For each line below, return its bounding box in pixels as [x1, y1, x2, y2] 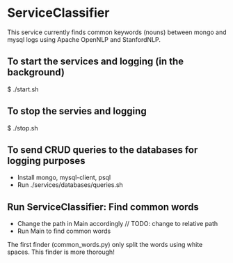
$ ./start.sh [7, 85, 39, 93]
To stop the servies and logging [7, 105, 147, 117]
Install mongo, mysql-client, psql [17, 173, 111, 182]
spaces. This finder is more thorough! [7, 248, 115, 256]
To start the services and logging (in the [7, 56, 184, 68]
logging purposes [7, 155, 86, 167]
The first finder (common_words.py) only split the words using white [7, 241, 203, 249]
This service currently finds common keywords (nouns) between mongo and [7, 28, 227, 36]
